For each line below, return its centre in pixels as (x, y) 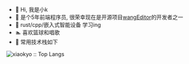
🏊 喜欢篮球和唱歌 (37, 32)
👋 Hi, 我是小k (31, 9)
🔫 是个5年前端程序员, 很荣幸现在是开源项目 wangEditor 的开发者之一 (99, 17)
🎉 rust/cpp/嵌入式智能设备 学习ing (58, 25)
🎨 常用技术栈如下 (36, 42)
